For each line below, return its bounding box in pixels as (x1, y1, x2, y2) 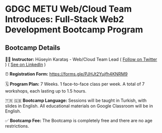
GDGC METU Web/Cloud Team (5, 3, 132, 15)
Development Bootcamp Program (5, 24, 143, 35)
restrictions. (5, 123, 29, 129)
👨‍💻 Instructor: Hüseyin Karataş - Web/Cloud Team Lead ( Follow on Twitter (5, 57, 158, 62)
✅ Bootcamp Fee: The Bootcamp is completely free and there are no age (5, 118, 153, 123)
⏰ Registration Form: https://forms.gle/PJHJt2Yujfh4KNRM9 (5, 71, 128, 76)
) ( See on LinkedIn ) (5, 62, 46, 67)
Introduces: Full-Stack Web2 (5, 14, 124, 25)
